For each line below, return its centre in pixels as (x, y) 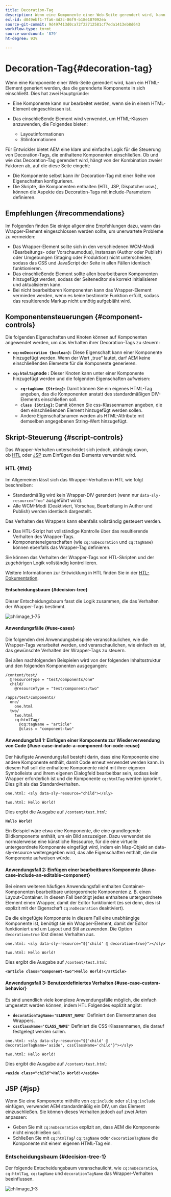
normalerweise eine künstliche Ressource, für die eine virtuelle (71, 841)
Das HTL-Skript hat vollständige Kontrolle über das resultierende (80, 531)
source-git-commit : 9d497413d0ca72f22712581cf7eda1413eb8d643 (73, 24)
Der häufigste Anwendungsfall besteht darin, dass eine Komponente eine (82, 757)
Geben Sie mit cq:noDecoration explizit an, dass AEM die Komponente (86, 1127)
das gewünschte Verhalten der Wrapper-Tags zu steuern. (66, 650)
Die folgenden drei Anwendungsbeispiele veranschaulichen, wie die (77, 639)
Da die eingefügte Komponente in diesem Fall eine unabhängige (72, 918)
